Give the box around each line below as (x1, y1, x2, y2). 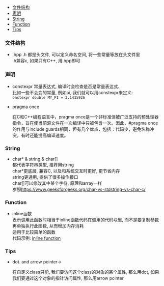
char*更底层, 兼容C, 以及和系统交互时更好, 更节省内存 (12, 168, 120, 173)
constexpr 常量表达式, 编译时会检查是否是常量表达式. (12, 83, 119, 89)
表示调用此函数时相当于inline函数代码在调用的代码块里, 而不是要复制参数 (12, 217, 159, 223)
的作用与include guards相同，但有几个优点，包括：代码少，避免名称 (12, 126, 150, 132)
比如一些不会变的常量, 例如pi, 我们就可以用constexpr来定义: (12, 89, 133, 95)
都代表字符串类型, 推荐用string (12, 162, 74, 168)
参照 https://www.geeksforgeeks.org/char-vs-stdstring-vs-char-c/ (12, 186, 146, 192)
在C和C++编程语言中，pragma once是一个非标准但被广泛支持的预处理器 (12, 114, 159, 119)
